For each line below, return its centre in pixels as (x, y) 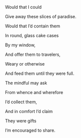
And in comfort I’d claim (29, 111)
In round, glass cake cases (32, 35)
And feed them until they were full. (40, 73)
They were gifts (21, 121)
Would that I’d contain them (32, 26)
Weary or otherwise (25, 64)
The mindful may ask (26, 83)
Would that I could (23, 7)
